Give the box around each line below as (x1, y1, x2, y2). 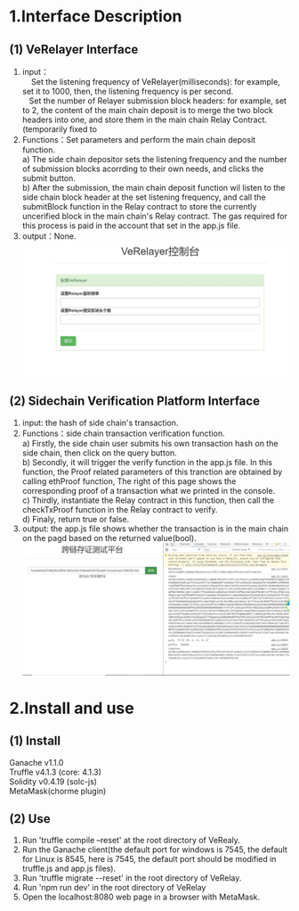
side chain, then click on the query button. (21, 447, 178, 458)
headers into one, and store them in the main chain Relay (21, 114, 231, 125)
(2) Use (9, 811, 51, 826)
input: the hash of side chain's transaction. (21, 417, 179, 428)
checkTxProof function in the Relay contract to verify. (21, 504, 218, 514)
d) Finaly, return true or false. (21, 513, 130, 524)
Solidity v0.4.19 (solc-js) (9, 776, 98, 786)
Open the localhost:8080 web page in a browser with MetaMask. (21, 891, 261, 902)
